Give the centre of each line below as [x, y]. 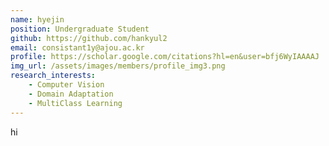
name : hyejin [37, 19]
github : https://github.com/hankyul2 [89, 38]
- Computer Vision [66, 85]
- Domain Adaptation [71, 94]
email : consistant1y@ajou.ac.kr [77, 47]
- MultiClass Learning [75, 103]
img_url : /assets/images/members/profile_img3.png [118, 66]
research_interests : [53, 76]
